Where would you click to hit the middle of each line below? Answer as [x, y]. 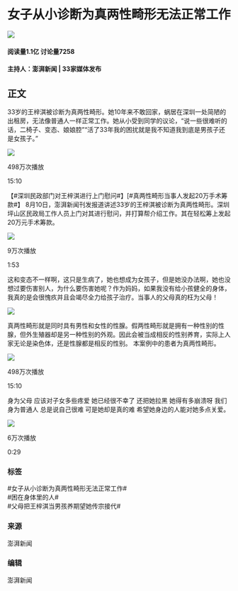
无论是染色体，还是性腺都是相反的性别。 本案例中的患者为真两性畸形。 [117, 343]
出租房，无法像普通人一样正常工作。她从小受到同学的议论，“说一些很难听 [114, 121]
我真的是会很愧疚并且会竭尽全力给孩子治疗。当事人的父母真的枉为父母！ [113, 297]
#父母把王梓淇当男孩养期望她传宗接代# [64, 506]
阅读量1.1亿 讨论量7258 [41, 51]
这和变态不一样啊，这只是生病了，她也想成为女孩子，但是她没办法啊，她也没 [119, 279]
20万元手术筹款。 [33, 222]
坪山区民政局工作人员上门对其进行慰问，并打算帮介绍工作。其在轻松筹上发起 [119, 213]
